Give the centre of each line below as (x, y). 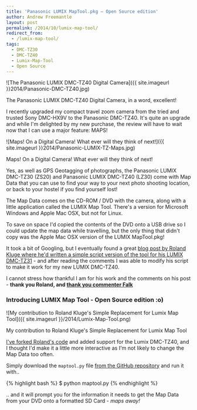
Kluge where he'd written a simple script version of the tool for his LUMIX (95, 255)
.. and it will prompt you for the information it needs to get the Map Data (92, 394)
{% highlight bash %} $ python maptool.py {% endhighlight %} (82, 383)
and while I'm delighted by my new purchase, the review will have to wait (94, 124)
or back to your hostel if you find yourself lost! (62, 189)
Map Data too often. (30, 354)
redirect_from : (25, 33)
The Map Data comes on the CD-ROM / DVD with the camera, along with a (96, 201)
